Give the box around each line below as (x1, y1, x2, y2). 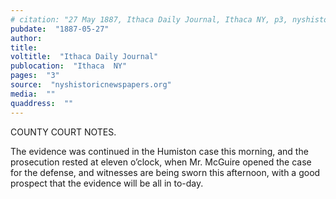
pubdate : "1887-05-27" (10, 24, 110, 34)
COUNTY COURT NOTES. (10, 126, 117, 138)
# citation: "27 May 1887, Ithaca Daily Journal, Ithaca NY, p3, (10, 14, 288, 25)
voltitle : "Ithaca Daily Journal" (10, 52, 159, 62)
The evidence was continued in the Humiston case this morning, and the (10, 145, 309, 157)
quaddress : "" (10, 98, 74, 108)
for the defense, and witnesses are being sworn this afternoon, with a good (10, 166, 321, 178)
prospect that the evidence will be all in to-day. (10, 177, 204, 189)
